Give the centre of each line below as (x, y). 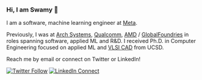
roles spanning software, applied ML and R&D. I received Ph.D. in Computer (101, 41)
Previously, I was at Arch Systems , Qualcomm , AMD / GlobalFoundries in (98, 35)
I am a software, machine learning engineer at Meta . (72, 23)
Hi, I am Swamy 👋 (32, 10)
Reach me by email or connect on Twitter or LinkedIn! (74, 59)
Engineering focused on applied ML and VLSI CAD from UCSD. (85, 47)
